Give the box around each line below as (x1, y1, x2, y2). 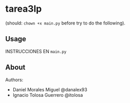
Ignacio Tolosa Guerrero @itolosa (12, 92, 83, 98)
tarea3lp (5, 3, 42, 15)
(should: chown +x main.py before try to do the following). (5, 20, 126, 26)
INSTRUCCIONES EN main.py (5, 48, 67, 54)
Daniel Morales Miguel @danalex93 (12, 86, 88, 92)
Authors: (5, 76, 23, 83)
